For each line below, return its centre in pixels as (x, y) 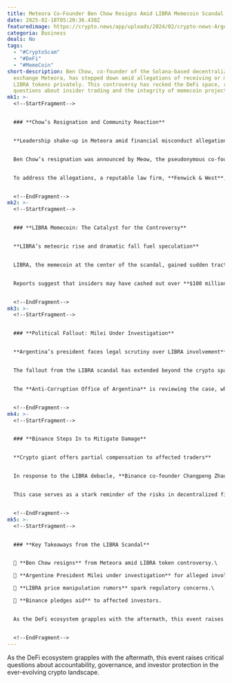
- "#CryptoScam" (37, 53)
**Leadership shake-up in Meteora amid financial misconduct (103, 140)
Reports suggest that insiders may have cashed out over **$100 (108, 283)
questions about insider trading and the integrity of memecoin (108, 91)
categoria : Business (37, 33)
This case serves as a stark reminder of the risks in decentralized (115, 495)
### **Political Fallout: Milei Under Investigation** (94, 334)
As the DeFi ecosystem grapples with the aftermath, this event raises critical (116, 657)
